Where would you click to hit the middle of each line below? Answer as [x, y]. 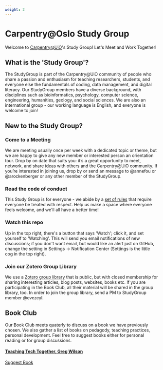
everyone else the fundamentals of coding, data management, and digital [78, 85]
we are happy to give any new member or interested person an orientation [79, 156]
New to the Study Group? [44, 126]
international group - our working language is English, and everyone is [75, 105]
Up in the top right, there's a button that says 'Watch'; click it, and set [74, 233]
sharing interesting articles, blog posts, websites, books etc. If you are [75, 282]
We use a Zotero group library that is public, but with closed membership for [81, 277]
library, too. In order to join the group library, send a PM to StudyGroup [76, 292]
